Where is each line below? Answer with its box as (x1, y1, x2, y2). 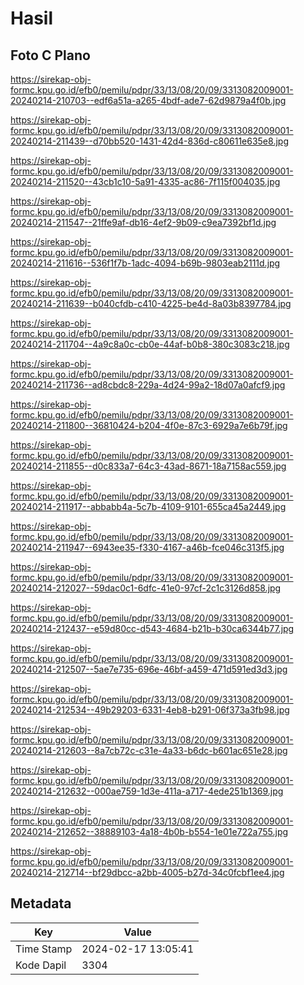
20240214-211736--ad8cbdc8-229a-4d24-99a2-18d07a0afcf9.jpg (10, 379, 286, 391)
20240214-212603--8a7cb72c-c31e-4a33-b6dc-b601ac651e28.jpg (10, 745, 288, 756)
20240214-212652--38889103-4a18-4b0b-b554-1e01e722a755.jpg (10, 826, 289, 837)
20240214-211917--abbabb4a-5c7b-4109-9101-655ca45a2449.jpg (10, 501, 287, 512)
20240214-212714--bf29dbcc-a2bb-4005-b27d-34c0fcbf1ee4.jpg (10, 867, 285, 878)
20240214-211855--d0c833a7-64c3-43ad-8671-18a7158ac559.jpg (10, 460, 287, 472)
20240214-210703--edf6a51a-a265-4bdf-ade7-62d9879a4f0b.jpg (10, 95, 287, 106)
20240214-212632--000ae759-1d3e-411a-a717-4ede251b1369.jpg (10, 785, 284, 797)
